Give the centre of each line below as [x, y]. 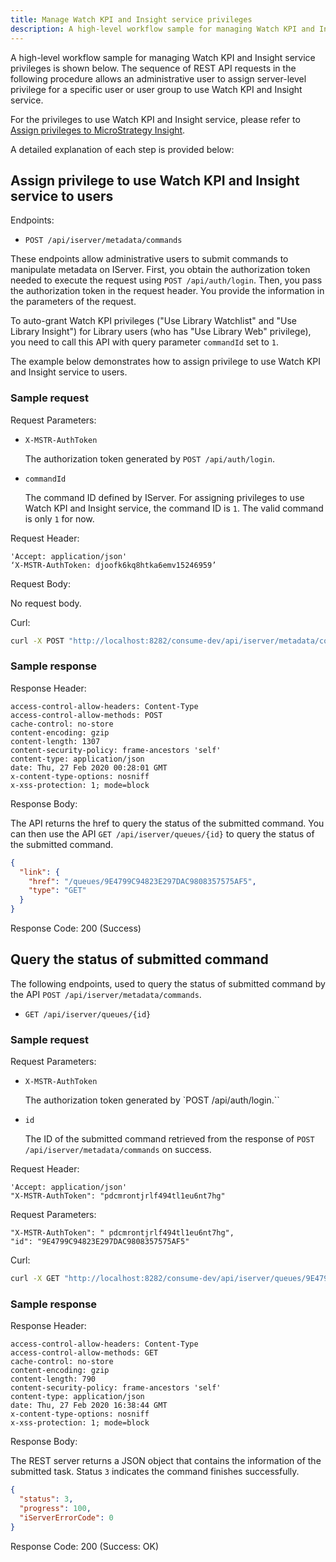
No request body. [46, 603]
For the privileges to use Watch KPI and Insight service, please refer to [155, 119]
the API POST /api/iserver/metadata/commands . [106, 994]
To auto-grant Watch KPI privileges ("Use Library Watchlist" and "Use [153, 321]
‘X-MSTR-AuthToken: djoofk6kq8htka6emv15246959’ [113, 565]
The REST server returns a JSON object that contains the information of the [166, 1461]
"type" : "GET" [57, 891]
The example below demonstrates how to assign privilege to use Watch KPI [165, 362]
